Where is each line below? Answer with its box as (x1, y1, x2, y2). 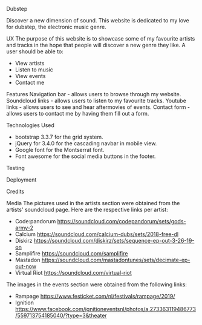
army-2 (15, 224, 34, 231)
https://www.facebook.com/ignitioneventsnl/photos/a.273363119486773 (15, 306, 197, 312)
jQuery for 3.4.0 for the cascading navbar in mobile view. (15, 140, 157, 147)
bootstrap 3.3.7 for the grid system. (15, 133, 104, 140)
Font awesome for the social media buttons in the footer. (15, 153, 156, 160)
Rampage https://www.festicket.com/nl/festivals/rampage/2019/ (15, 293, 175, 300)
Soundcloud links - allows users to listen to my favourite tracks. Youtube (6, 97, 186, 104)
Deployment (6, 176, 37, 183)
